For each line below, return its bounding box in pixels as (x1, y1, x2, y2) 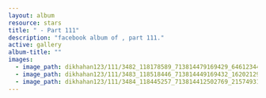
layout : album (8, 11, 55, 20)
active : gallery (8, 41, 62, 49)
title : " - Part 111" (8, 26, 80, 34)
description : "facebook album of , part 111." (8, 33, 165, 42)
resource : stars (8, 19, 62, 27)
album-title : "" (8, 48, 62, 56)
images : (8, 56, 34, 64)
